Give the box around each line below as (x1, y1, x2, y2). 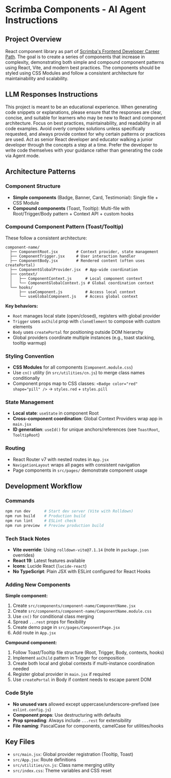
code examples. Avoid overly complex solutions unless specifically (5, 125, 145, 131)
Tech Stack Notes (5, 535, 50, 542)
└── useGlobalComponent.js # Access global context (18, 294, 138, 299)
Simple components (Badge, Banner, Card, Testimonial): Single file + (12, 194, 158, 200)
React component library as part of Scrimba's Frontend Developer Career (5, 48, 160, 54)
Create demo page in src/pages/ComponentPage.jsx (12, 624, 120, 630)
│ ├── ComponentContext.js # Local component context (10, 276, 143, 281)
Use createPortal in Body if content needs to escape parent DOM (12, 676, 152, 683)
